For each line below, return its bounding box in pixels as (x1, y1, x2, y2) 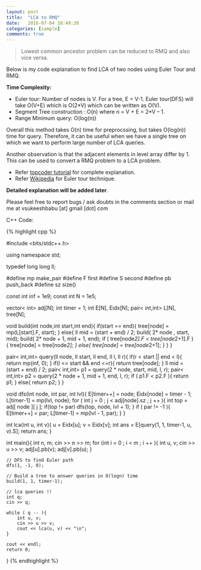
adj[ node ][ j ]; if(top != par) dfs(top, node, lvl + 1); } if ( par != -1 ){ (6, 403, 171, 411)
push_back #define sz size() (6, 281, 76, 289)
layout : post (6, 8, 39, 15)
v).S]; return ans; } (6, 427, 52, 435)
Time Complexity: (6, 84, 52, 91)
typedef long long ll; (6, 263, 56, 271)
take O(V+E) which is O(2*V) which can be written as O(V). (14, 102, 161, 109)
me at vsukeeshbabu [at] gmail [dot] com (6, 205, 109, 212)
